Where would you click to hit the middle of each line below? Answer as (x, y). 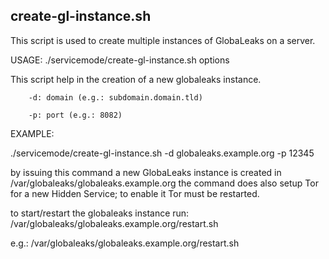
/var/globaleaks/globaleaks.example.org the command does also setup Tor (164, 183)
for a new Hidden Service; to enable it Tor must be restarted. (135, 193)
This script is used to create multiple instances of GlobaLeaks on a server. (163, 40)
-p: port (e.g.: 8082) (75, 115)
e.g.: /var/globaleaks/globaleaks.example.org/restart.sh (125, 243)
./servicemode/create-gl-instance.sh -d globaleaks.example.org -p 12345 (162, 153)
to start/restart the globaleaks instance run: (100, 213)
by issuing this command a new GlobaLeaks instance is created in (146, 172)
